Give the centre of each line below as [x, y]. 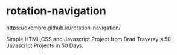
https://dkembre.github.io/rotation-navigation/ [63, 27]
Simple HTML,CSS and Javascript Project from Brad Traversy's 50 [88, 39]
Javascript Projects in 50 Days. [45, 45]
